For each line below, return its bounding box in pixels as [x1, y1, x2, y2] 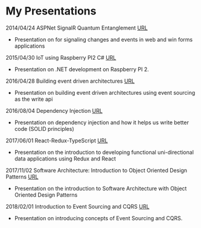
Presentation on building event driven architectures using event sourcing [14, 89, 196, 96]
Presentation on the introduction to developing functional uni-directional [14, 148, 194, 156]
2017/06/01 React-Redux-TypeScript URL [5, 137, 108, 144]
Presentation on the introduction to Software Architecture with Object [14, 185, 187, 192]
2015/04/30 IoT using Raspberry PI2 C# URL [5, 54, 116, 61]
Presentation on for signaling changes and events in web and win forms [14, 36, 193, 43]
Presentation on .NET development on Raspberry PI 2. [14, 65, 149, 73]
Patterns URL [5, 173, 39, 180]
